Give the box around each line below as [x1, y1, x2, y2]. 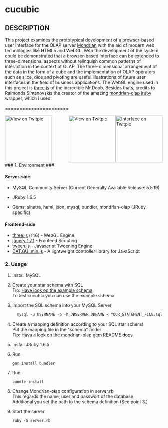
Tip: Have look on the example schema [12, 287, 93, 293]
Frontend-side [5, 221, 36, 227]
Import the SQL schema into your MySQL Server [12, 302, 112, 308]
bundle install [12, 379, 44, 384]
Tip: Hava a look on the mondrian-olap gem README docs [12, 332, 133, 338]
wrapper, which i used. [5, 95, 52, 101]
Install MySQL [12, 272, 41, 278]
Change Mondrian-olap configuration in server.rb [12, 388, 114, 394]
